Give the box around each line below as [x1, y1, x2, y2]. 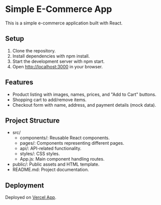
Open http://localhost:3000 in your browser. [12, 63, 103, 69]
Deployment [5, 181, 44, 190]
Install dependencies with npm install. [12, 53, 90, 59]
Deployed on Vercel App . [5, 195, 56, 201]
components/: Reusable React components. [19, 135, 110, 141]
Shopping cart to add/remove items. [12, 96, 87, 103]
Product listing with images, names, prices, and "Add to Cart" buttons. [12, 91, 157, 97]
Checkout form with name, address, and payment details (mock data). [12, 102, 156, 108]
